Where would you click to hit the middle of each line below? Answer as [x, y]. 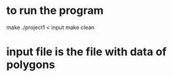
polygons [31, 65]
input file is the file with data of [86, 52]
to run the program [55, 11]
